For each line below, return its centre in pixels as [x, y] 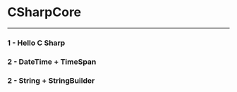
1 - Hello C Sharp [36, 43]
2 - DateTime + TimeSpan [52, 62]
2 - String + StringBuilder [51, 80]
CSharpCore [44, 12]
